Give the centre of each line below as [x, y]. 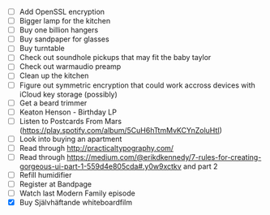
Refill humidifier [45, 174]
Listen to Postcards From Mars [71, 121]
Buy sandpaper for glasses [64, 39]
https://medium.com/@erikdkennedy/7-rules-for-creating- [164, 157]
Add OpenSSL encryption [62, 12]
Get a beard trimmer [53, 103]
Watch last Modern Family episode [77, 193]
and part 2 [200, 166]
